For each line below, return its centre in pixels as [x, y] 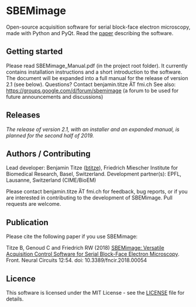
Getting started [35, 52]
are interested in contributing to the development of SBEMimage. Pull [89, 198]
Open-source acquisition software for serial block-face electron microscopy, [98, 27]
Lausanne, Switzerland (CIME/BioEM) [51, 180]
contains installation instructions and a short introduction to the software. [94, 72]
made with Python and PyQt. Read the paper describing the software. [90, 33]
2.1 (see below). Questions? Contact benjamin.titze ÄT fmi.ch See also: [91, 84]
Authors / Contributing [48, 153]
